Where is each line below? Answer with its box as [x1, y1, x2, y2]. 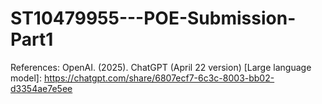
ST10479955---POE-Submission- [10, 7, 297, 30]
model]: [10, 72, 42, 84]
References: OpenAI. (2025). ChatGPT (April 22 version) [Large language [10, 61, 312, 73]
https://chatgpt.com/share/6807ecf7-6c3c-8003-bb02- [43, 72, 275, 84]
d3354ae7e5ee [10, 82, 73, 94]
